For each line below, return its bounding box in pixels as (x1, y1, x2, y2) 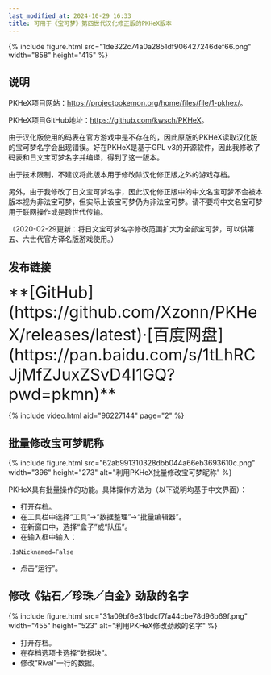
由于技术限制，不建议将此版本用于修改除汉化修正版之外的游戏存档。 (8, 170, 235, 180)
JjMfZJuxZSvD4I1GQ (8, 365, 168, 385)
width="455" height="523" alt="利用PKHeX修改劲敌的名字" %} (8, 620, 218, 630)
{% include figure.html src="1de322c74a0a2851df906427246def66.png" (8, 41, 252, 51)
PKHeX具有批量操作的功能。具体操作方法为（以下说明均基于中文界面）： (8, 485, 248, 494)
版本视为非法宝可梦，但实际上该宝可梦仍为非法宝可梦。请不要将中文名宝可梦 (8, 197, 263, 206)
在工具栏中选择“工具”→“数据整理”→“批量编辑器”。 (19, 511, 186, 521)
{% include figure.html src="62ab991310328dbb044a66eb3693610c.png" (8, 457, 256, 468)
